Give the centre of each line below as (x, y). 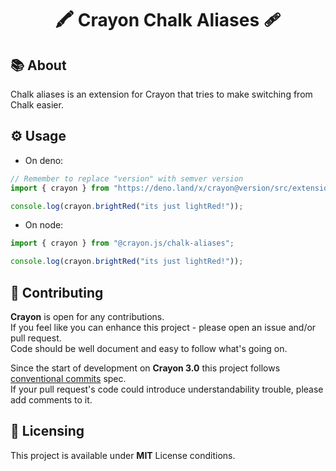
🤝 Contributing (57, 292)
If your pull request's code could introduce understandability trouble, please (167, 389)
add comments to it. (51, 400)
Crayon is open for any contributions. (87, 316)
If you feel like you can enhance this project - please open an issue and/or (163, 327)
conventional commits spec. (68, 378)
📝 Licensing (47, 431)
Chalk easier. (37, 105)
